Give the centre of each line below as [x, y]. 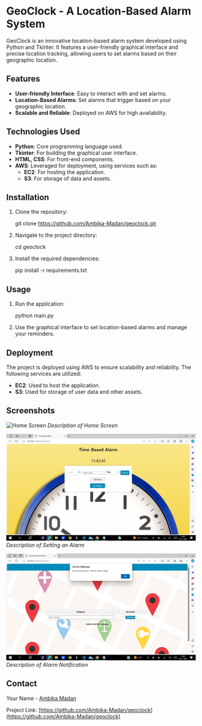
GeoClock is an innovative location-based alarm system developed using [96, 40]
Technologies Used [43, 132]
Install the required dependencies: [57, 259]
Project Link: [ [23, 710]
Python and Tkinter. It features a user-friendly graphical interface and [92, 47]
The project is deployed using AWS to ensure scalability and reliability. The [99, 367]
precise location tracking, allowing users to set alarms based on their [92, 53]
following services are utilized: [44, 374]
